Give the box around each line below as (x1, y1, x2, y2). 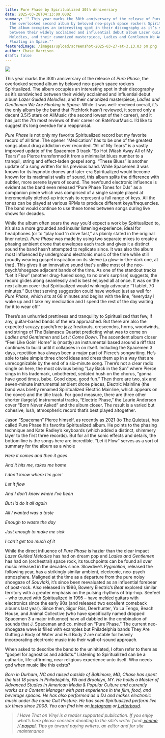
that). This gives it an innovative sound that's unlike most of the (5, 262, 134, 268)
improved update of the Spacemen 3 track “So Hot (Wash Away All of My (5, 148, 153, 154)
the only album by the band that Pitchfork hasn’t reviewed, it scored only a (5, 107, 156, 113)
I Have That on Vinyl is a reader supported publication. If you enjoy (17, 712, 154, 718)
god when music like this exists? (5, 662, 70, 668)
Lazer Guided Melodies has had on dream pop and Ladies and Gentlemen (5, 553, 155, 559)
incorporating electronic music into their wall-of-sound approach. (5, 637, 137, 643)
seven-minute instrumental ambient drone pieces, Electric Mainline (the (5, 381, 150, 387)
